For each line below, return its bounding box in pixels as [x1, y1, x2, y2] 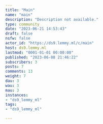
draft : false [5, 31, 33, 36]
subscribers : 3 [5, 59, 38, 65]
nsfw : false [5, 36, 30, 41]
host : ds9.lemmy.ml [5, 45, 47, 50]
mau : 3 [5, 87, 19, 93]
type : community [5, 21, 40, 27]
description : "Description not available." [5, 17, 99, 22]
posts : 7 [5, 64, 24, 69]
